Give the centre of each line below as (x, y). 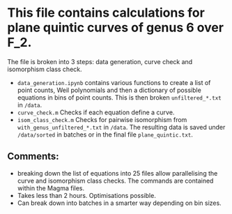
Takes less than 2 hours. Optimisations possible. (87, 195)
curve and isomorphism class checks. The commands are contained (115, 181)
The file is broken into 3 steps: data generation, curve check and (100, 61)
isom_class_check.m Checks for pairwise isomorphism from (102, 119)
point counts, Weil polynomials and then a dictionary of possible (109, 90)
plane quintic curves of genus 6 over (116, 28)
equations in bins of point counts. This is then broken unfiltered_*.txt (119, 97)
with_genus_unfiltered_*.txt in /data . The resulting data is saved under (121, 127)
